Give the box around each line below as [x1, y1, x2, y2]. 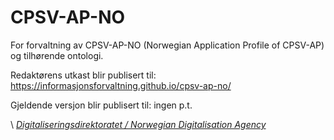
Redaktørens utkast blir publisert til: [10, 69, 157, 81]
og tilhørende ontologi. [10, 49, 104, 61]
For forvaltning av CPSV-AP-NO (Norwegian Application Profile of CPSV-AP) [10, 39, 325, 51]
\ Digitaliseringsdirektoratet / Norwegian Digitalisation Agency [10, 118, 267, 130]
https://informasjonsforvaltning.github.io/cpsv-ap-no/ [10, 79, 232, 91]
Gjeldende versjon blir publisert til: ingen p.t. [10, 99, 193, 111]
